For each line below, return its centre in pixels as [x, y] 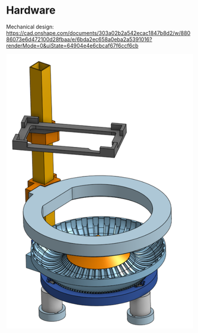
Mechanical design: [30, 27]
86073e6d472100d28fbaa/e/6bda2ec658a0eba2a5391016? [79, 39]
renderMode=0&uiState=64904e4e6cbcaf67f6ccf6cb [72, 46]
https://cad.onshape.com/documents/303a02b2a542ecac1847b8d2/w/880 [98, 33]
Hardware [31, 10]
